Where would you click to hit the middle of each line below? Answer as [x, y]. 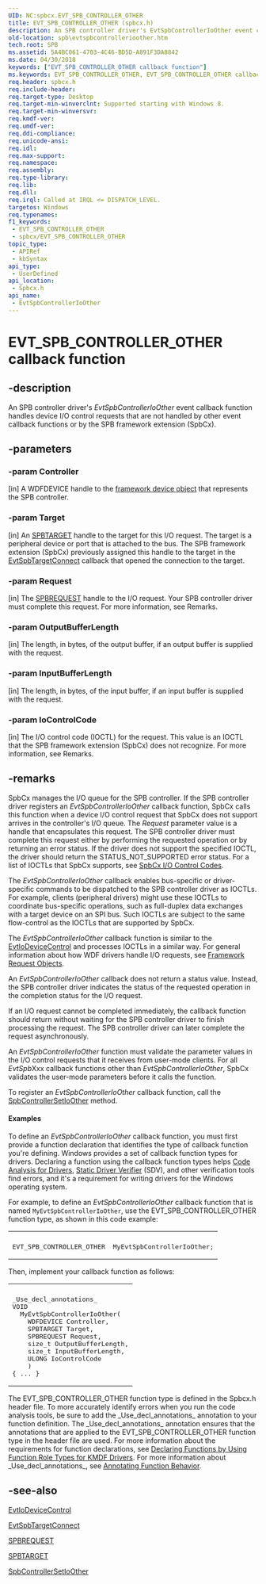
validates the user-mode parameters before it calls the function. [112, 1077]
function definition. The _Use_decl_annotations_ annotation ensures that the [132, 1423]
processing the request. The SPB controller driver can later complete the [127, 1027]
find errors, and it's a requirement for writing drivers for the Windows [121, 1178]
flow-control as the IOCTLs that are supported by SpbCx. [101, 922]
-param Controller [44, 472]
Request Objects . [36, 963]
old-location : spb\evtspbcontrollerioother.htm [88, 38]
